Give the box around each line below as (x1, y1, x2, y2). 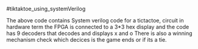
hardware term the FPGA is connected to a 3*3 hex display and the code (6, 24, 189, 30)
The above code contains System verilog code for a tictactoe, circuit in (6, 17, 184, 24)
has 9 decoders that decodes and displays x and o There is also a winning (6, 30, 193, 37)
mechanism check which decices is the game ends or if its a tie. (6, 36, 167, 43)
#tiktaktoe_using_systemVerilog (6, 5, 86, 12)
